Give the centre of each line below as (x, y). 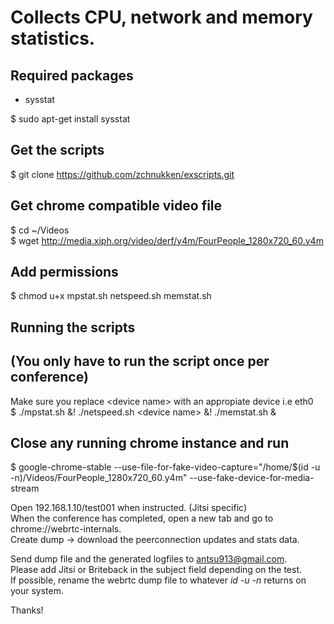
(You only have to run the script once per (140, 361)
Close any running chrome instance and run (150, 443)
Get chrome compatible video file (116, 206)
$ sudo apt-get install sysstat (70, 119)
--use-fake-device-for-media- (252, 478)
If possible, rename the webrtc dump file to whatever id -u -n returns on (158, 580)
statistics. (53, 38)
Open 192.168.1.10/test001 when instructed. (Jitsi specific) (129, 508)
